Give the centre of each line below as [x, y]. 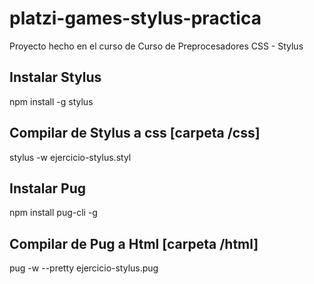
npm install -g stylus [51, 101]
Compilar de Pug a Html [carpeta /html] [134, 243]
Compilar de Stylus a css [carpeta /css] [135, 133]
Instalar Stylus [55, 77]
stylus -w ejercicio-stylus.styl [70, 157]
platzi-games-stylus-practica [135, 18]
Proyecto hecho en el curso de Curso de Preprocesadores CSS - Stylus [156, 46]
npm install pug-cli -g [53, 213]
